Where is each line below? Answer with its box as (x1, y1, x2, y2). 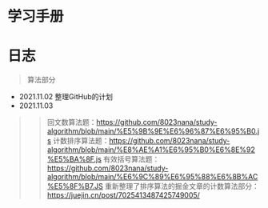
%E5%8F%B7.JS (46, 182, 103, 191)
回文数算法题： (46, 118, 97, 127)
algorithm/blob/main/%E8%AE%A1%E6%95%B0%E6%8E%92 (46, 145, 255, 154)
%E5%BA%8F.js (46, 154, 102, 164)
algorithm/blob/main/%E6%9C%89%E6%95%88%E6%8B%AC (46, 172, 258, 182)
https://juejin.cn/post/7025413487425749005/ (46, 190, 201, 200)
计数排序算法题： (52, 136, 110, 146)
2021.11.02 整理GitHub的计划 (18, 92, 114, 102)
